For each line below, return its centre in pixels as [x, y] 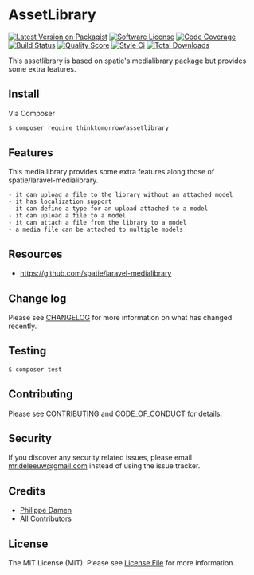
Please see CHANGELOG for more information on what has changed [120, 318]
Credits [27, 491]
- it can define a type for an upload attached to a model [108, 209]
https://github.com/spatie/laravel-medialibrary [96, 273]
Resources [35, 254]
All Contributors [45, 518]
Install [24, 94]
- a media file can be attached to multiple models [96, 230]
